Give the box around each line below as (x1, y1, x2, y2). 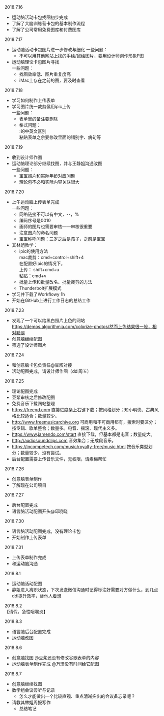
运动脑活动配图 (11, 581, 42, 586)
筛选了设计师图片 (11, 342, 47, 348)
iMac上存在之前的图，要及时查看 (19, 77, 85, 83)
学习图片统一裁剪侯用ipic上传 (11, 103, 71, 109)
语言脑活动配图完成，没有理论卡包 (11, 528, 81, 534)
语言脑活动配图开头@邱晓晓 (11, 508, 68, 514)
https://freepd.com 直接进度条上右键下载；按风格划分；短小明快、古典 (11, 407, 155, 413)
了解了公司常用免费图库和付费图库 (11, 27, 81, 33)
